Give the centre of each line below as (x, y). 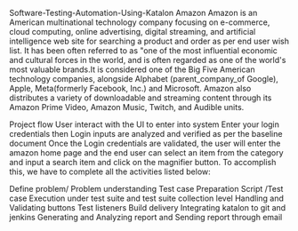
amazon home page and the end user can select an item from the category (146, 153)
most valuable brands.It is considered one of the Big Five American (132, 69)
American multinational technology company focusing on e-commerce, (140, 22)
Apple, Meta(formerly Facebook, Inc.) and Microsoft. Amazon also (130, 88)
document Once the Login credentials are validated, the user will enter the (145, 143)
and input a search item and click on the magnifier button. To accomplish (143, 162)
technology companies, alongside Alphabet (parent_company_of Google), (144, 79)
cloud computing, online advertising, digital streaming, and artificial (133, 32)
